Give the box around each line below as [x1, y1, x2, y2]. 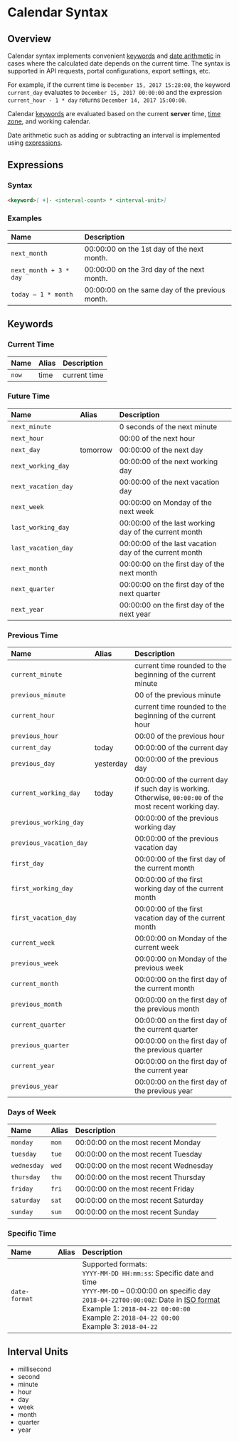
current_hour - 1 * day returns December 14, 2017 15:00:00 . [7, 96, 187, 104]
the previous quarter [134, 1045, 203, 1055]
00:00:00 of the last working [119, 518, 216, 528]
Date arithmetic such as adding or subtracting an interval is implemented [7, 131, 221, 139]
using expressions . [7, 138, 63, 147]
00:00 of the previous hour [134, 732, 225, 742]
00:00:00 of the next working [119, 456, 218, 466]
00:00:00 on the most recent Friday [75, 1184, 195, 1194]
